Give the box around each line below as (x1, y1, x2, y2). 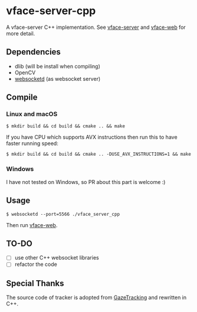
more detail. (6, 29, 35, 37)
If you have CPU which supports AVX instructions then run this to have (6, 134, 178, 141)
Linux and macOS (6, 110, 58, 119)
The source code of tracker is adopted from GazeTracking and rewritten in (6, 294, 187, 301)
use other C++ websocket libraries (14, 254, 99, 261)
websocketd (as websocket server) (14, 75, 101, 82)
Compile (6, 93, 38, 103)
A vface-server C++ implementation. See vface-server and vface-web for (6, 24, 186, 31)
